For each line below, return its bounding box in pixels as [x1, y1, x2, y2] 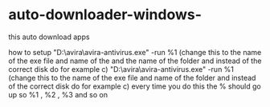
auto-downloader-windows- [8, 6, 202, 24]
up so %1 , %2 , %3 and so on [8, 89, 108, 99]
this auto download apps [8, 32, 90, 42]
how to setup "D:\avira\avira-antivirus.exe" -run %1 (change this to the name [8, 47, 262, 57]
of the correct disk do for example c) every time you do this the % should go [8, 81, 261, 91]
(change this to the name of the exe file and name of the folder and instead [8, 73, 256, 82]
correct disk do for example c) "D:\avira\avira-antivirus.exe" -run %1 [8, 64, 235, 73]
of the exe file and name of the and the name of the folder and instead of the [8, 56, 262, 65]
